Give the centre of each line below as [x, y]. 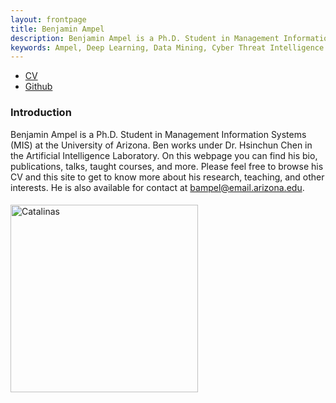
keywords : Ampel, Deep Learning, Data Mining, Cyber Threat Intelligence [167, 47]
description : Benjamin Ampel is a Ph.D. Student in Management [145, 38]
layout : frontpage [48, 19]
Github [38, 87]
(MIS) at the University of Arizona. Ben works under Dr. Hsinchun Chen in [161, 145]
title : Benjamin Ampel [57, 29]
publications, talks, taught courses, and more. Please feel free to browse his [167, 166]
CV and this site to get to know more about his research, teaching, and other [167, 177]
